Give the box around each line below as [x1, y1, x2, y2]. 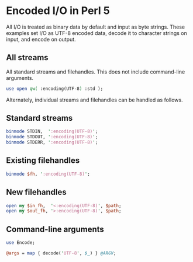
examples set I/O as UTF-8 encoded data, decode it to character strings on [6, 29, 187, 36]
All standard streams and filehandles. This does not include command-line [6, 68, 185, 75]
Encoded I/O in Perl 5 [6, 4, 110, 18]
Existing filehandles [6, 156, 80, 166]
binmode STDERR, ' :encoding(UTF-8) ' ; [6, 139, 98, 145]
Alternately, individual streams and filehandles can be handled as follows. [6, 96, 183, 103]
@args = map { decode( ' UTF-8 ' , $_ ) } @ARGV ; [6, 250, 116, 256]
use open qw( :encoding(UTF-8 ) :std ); [6, 86, 104, 92]
